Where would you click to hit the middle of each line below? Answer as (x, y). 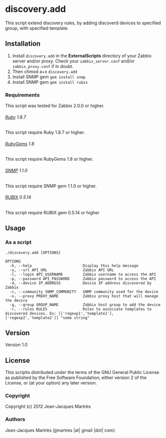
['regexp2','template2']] (32, 318)
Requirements (23, 95)
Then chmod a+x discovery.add (45, 71)
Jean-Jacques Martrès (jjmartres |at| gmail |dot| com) (60, 430)
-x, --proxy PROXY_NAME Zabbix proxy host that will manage (84, 296)
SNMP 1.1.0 (16, 171)
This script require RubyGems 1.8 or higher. (49, 159)
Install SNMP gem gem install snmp (49, 77)
